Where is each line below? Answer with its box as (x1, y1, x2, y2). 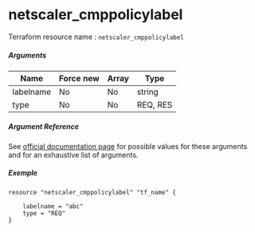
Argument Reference (8, 121, 80, 131)
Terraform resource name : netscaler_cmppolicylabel (8, 32, 185, 41)
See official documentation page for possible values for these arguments (8, 141, 248, 151)
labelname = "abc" (22, 202, 84, 210)
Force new (58, 73, 100, 84)
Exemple (8, 168, 38, 178)
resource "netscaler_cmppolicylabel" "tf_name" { (8, 188, 177, 196)
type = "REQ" (22, 209, 66, 217)
